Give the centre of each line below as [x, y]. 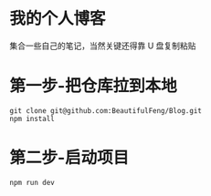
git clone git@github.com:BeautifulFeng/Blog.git [106, 110]
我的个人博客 [58, 19]
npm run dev [32, 182]
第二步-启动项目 [69, 158]
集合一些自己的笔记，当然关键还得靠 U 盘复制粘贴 [103, 46]
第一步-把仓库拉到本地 [94, 86]
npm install [32, 119]
